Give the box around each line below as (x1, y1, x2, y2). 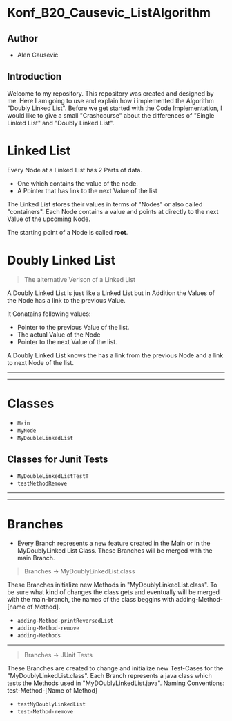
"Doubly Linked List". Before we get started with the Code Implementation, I (7, 104, 222, 112)
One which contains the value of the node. (17, 179, 138, 188)
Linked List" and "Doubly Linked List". (7, 118, 115, 127)
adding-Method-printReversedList (17, 618, 114, 625)
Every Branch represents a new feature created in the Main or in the (17, 539, 211, 548)
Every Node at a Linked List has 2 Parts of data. (7, 166, 143, 174)
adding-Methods (17, 632, 61, 639)
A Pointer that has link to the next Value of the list (17, 186, 157, 195)
